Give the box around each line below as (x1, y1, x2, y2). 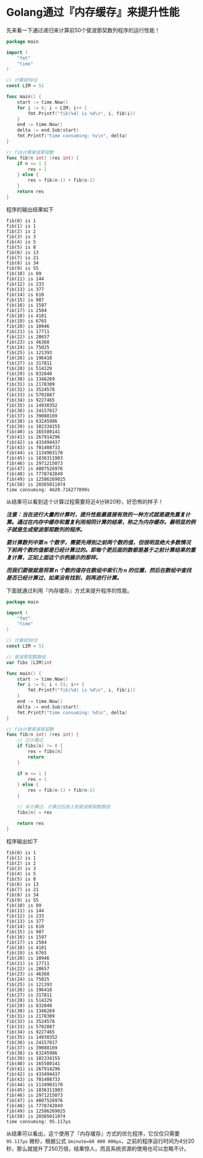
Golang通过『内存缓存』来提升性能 (6, 5, 180, 19)
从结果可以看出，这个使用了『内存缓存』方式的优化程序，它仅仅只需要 (6, 1130, 180, 1137)
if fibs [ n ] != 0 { (17, 743, 63, 749)
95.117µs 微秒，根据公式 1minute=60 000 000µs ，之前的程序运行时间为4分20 (6, 1137, 195, 1145)
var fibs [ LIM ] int (6, 659, 52, 666)
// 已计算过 (17, 737, 43, 743)
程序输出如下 (6, 837, 38, 845)
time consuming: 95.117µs (6, 1118, 71, 1124)
